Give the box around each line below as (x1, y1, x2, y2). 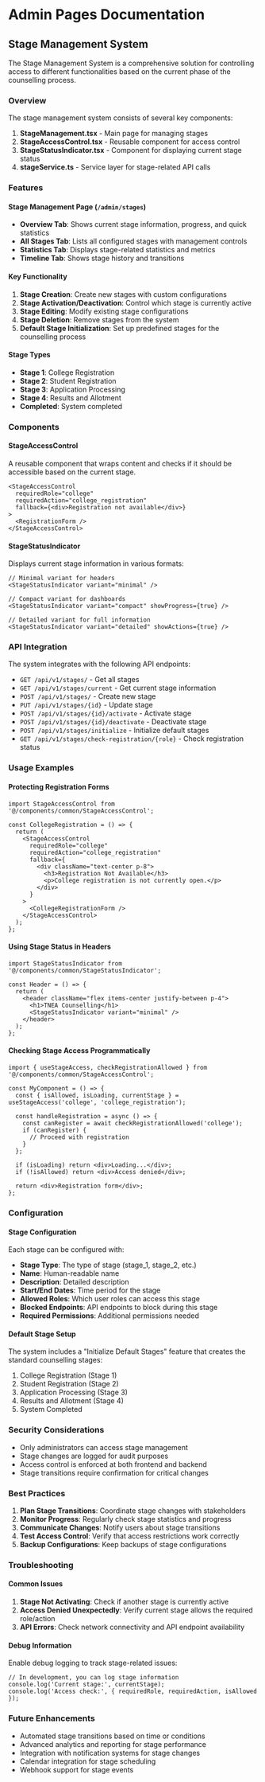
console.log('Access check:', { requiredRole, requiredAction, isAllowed (8, 1687, 258, 1696)
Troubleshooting (8, 1559, 74, 1570)
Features (8, 182, 44, 193)
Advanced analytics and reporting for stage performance (19, 1739, 206, 1749)
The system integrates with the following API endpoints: (8, 659, 190, 669)
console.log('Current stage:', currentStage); (8, 1681, 165, 1689)
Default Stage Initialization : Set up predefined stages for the (19, 323, 220, 333)
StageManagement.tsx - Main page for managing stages (19, 129, 209, 138)
